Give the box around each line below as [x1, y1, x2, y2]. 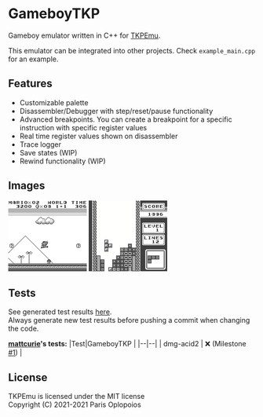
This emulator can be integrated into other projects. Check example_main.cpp [8, 46, 256, 55]
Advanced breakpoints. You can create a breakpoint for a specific [19, 115, 233, 124]
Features [8, 77, 53, 90]
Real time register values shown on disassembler [19, 131, 178, 141]
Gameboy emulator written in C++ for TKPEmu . [8, 31, 161, 40]
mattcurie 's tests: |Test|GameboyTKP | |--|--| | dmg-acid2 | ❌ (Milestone [8, 339, 247, 349]
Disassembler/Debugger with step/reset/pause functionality [19, 106, 214, 115]
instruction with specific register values [19, 123, 148, 132]
